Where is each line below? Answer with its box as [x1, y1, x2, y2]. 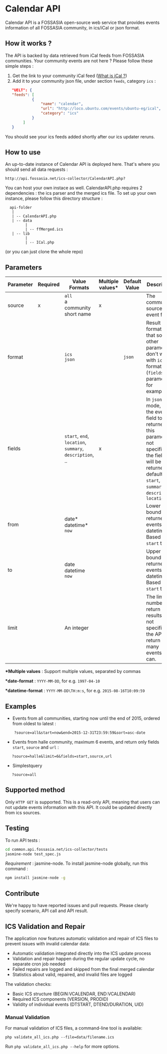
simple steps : [5, 63, 34, 69]
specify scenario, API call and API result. [5, 908, 88, 914]
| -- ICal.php [25, 240, 55, 245]
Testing [5, 824, 29, 832]
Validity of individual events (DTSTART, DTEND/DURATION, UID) [12, 1001, 144, 1007]
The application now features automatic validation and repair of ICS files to [5, 935, 159, 941]
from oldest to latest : [12, 721, 56, 727]
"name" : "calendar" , [40, 102, 83, 107]
